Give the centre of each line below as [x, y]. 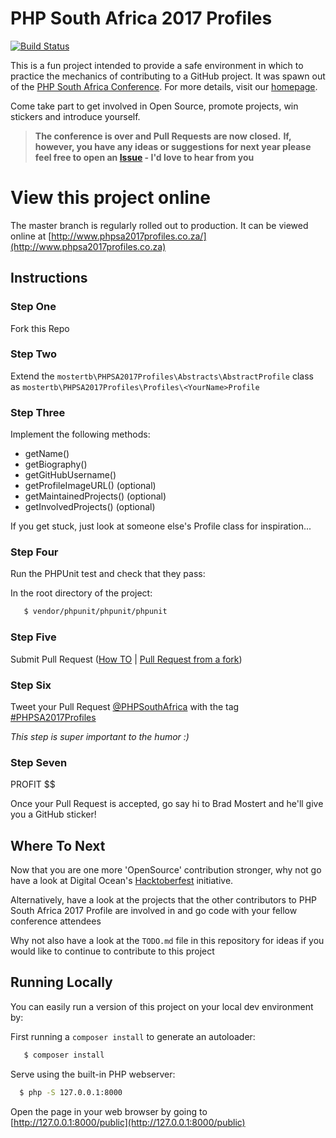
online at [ [31, 236]
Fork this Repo [40, 328]
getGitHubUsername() [70, 475]
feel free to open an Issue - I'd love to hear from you [144, 157]
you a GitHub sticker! [53, 814]
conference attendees [56, 921]
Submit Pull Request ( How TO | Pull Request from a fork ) [126, 659]
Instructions [49, 278]
